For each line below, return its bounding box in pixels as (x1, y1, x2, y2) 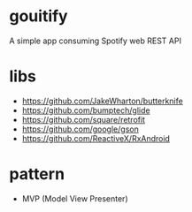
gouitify (9, 6, 68, 26)
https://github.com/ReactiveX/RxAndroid (21, 132, 171, 143)
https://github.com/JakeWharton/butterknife (21, 95, 183, 106)
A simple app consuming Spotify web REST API (9, 35, 181, 46)
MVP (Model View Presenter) (21, 193, 128, 204)
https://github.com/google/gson (21, 124, 139, 134)
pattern (9, 164, 65, 185)
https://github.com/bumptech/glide (21, 104, 150, 116)
